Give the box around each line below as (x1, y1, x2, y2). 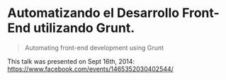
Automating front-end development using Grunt (24, 43, 164, 52)
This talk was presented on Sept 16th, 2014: (7, 57, 135, 65)
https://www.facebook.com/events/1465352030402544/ (7, 64, 174, 73)
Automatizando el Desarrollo (7, 5, 179, 21)
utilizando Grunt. (33, 20, 135, 36)
